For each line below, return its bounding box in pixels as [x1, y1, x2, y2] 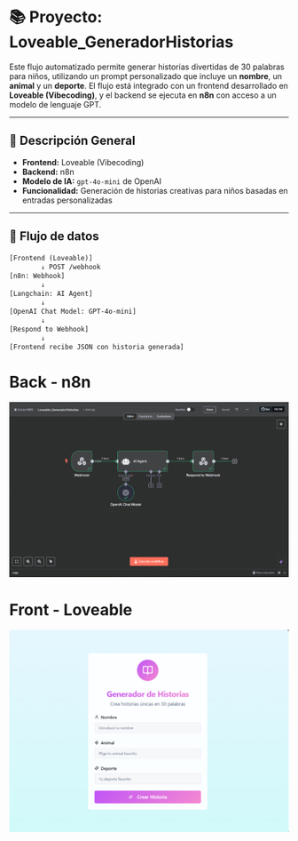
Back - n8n [9, 372, 91, 392]
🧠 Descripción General [9, 133, 136, 148]
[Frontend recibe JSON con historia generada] [9, 342, 184, 351]
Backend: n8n [21, 166, 74, 177]
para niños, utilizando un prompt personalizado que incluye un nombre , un [9, 70, 282, 81]
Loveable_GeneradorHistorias [9, 32, 234, 52]
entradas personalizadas [21, 195, 113, 205]
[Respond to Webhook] [9, 324, 90, 333]
